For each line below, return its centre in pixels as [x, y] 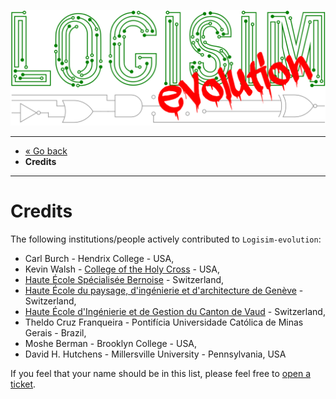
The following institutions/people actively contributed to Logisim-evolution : [166, 239]
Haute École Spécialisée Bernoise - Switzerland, [124, 279]
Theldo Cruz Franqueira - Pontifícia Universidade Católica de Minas [164, 322]
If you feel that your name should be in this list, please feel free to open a [161, 373]
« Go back [46, 151]
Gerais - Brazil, [55, 333]
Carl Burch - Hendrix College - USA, [99, 258]
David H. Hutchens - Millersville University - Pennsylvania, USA [155, 354]
